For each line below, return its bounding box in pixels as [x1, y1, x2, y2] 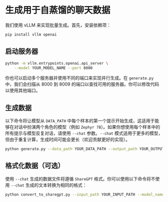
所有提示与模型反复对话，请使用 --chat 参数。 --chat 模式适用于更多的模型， [5, 130, 163, 136]
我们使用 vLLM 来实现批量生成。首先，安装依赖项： [5, 22, 111, 28]
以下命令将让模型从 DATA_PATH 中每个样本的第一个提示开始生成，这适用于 [5, 118, 155, 124]
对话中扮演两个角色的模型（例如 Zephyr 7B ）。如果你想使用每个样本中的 [13, 124, 160, 130]
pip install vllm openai [5, 32, 57, 37]
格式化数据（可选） [5, 161, 64, 170]
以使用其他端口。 [5, 87, 40, 93]
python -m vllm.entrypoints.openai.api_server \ [5, 60, 108, 65]
